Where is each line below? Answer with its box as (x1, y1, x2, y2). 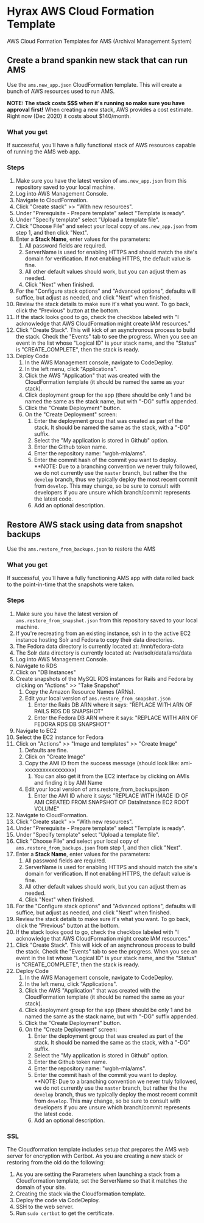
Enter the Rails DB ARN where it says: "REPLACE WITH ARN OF (33, 701, 192, 708)
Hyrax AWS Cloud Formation (7, 4, 155, 18)
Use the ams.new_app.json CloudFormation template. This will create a (7, 81, 182, 88)
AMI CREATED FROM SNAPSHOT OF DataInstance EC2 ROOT (33, 798, 189, 806)
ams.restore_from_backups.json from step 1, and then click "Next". (15, 843, 182, 851)
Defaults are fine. (24, 746, 69, 754)
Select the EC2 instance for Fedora (15, 733, 104, 741)
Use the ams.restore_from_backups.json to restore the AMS (7, 545, 156, 553)
